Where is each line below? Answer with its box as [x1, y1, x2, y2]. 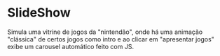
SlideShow [7, 5, 71, 21]
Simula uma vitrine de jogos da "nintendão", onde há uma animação [7, 28, 203, 36]
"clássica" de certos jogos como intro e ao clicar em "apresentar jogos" [7, 35, 215, 43]
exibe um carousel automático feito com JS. [7, 42, 135, 50]
